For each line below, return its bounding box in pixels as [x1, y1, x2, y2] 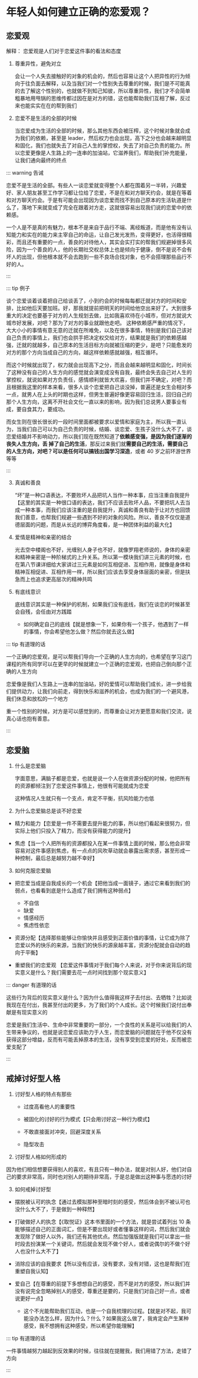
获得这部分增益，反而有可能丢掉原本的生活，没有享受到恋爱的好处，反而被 [6, 1036, 187, 1043]
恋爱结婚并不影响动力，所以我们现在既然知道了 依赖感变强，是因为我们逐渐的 [6, 433, 192, 440]
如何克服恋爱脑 [14, 867, 51, 874]
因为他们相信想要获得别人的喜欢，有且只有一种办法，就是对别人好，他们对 [6, 1166, 187, 1173]
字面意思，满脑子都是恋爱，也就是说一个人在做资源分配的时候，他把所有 [14, 774, 190, 782]
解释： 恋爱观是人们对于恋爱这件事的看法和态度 [6, 48, 121, 54]
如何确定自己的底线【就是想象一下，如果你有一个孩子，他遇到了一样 [23, 621, 189, 627]
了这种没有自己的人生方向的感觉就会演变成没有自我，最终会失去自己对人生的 [6, 369, 192, 375]
